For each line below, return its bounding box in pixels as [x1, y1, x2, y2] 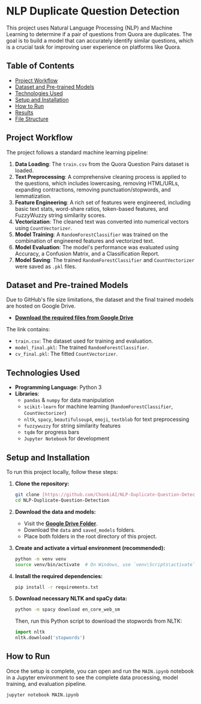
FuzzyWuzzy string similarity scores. [14, 211, 106, 219]
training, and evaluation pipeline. [6, 680, 87, 687]
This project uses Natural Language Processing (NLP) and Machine [6, 24, 173, 31]
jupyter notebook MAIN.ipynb [6, 691, 79, 698]
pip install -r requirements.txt [14, 584, 99, 590]
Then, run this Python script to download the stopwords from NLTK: [14, 617, 182, 625]
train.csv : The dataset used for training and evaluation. [14, 337, 154, 344]
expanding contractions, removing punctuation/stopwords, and [14, 185, 171, 193]
